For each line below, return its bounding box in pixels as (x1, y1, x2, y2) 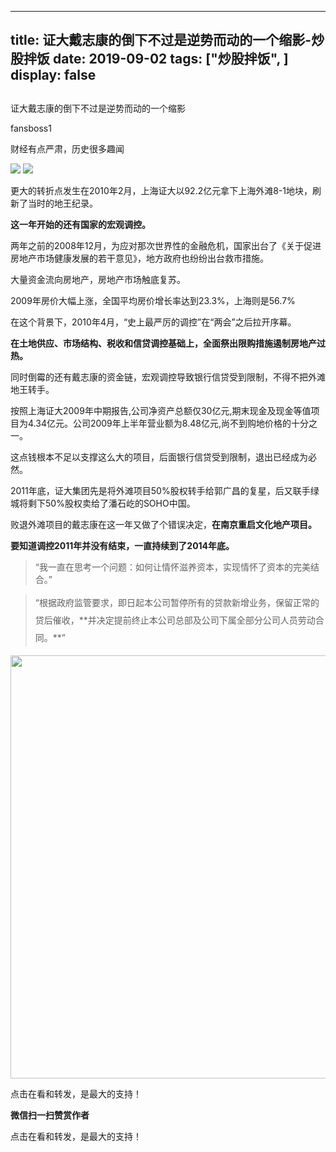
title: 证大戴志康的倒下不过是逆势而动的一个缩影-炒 (10, 32, 325, 49)
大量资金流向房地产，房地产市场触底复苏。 (10, 273, 186, 285)
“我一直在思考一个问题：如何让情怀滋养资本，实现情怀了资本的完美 (34, 561, 311, 573)
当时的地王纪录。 (27, 197, 98, 209)
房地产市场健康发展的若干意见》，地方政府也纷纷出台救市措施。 (10, 252, 269, 264)
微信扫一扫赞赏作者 (10, 1109, 90, 1121)
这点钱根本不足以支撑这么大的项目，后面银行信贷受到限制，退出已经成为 (10, 451, 308, 463)
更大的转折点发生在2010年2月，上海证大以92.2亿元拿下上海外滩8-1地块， (10, 184, 313, 196)
